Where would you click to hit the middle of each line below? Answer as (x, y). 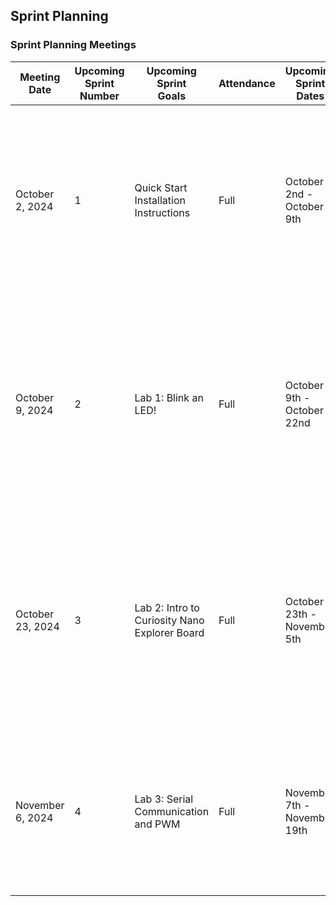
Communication (172, 811)
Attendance (247, 83)
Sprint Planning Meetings (73, 45)
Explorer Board (169, 632)
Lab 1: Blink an (169, 397)
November (40, 805)
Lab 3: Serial (164, 799)
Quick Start (161, 187)
